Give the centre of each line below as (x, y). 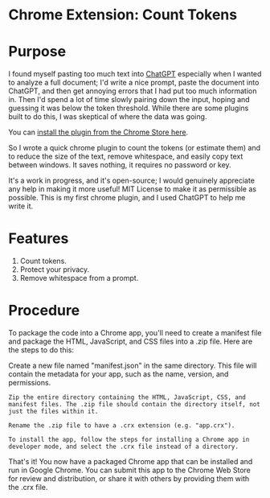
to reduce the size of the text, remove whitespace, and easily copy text (126, 156)
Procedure (44, 311)
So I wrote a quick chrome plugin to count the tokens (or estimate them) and (135, 148)
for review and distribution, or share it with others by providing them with (129, 479)
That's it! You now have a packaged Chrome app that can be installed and (131, 461)
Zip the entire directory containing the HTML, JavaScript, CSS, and (127, 397)
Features (39, 239)
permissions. (30, 383)
